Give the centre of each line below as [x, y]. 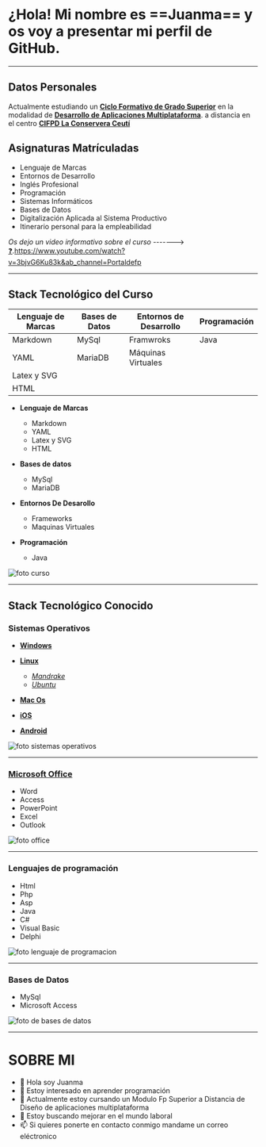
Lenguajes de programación [63, 869]
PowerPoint [38, 808]
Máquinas [148, 353]
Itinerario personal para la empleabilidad [85, 226]
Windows [36, 646]
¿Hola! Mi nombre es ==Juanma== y [131, 15]
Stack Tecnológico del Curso [81, 294]
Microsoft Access [48, 1005]
